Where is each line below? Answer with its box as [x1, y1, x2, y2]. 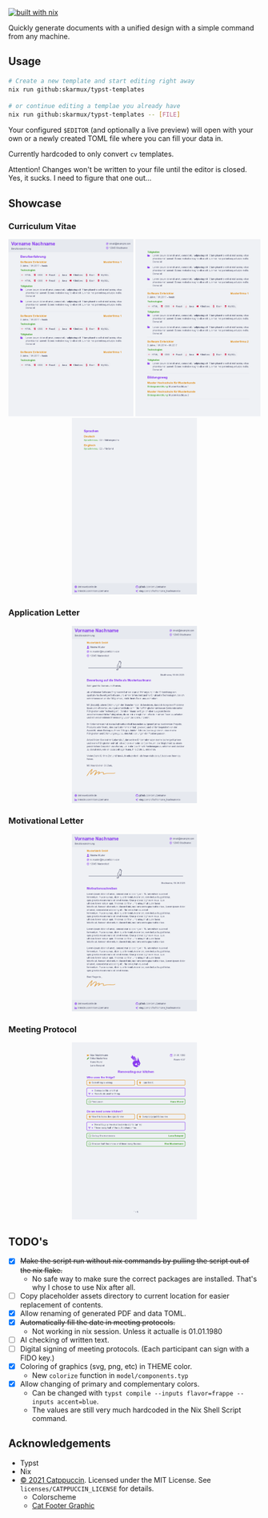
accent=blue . [57, 1396, 99, 1406]
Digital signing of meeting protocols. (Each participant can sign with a [19, 1343, 250, 1353]
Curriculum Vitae [8, 220, 77, 231]
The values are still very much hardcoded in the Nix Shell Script [31, 1405, 242, 1415]
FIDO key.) [19, 1353, 55, 1363]
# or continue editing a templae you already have [8, 102, 181, 110]
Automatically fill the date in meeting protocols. [19, 1317, 176, 1327]
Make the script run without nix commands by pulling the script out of [19, 1256, 250, 1266]
